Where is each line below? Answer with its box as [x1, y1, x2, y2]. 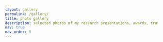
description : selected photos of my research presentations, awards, [5, 20, 149, 26]
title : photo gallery [5, 16, 49, 21]
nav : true [5, 25, 25, 30]
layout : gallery [5, 7, 38, 12]
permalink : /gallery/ [5, 12, 49, 16]
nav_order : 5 [5, 29, 32, 34]
